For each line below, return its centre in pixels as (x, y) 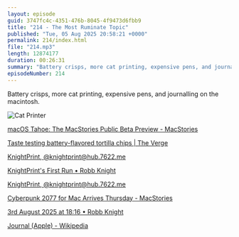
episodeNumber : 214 (36, 73)
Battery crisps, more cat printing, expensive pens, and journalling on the (113, 94)
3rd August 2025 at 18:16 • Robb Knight (65, 211)
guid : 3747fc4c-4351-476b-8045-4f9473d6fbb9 (74, 21)
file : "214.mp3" (31, 47)
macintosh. (24, 101)
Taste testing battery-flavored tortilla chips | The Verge (88, 142)
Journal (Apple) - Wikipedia (48, 226)
